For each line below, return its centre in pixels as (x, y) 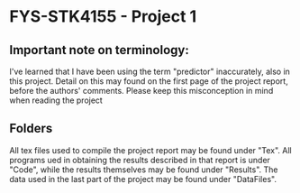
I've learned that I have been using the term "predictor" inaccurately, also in (150, 71)
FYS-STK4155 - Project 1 (103, 17)
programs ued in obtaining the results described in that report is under (140, 160)
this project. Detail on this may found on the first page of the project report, (149, 81)
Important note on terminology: (99, 50)
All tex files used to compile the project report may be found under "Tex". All (150, 150)
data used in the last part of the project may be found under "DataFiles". (143, 179)
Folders (31, 129)
